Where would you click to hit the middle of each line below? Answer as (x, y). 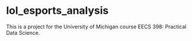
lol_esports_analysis (57, 11)
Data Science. (23, 32)
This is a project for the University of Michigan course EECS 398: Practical (96, 27)
